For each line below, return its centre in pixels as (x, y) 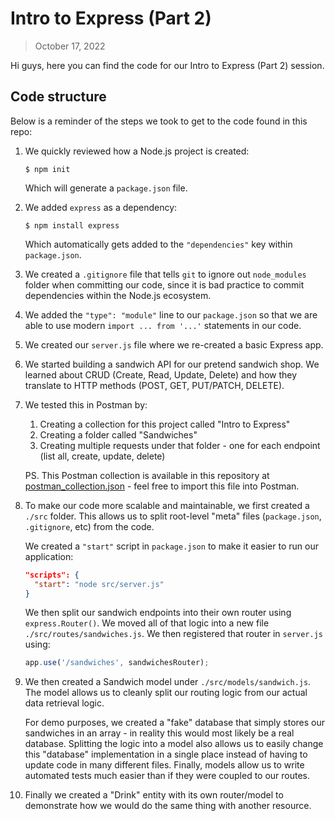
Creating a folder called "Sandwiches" (118, 434)
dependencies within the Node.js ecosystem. (118, 295)
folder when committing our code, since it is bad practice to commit (164, 284)
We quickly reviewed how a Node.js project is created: (137, 151)
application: (49, 556)
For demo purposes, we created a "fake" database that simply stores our (175, 723)
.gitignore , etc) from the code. (89, 526)
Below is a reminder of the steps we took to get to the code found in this (159, 121)
